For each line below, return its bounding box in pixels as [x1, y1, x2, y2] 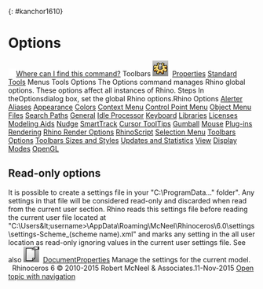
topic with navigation [8, 271, 76, 281]
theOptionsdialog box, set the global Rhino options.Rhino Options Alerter [8, 93, 243, 103]
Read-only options [8, 166, 101, 180]
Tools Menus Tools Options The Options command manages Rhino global [8, 77, 246, 86]
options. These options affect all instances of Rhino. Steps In [8, 86, 205, 95]
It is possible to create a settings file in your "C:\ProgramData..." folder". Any [8, 188, 255, 197]
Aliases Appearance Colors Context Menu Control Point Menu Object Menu [8, 102, 252, 112]
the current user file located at [8, 212, 107, 222]
